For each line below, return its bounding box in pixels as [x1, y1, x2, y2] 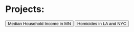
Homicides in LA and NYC [77, 21, 127, 26]
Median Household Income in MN [8, 21, 72, 26]
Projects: [5, 3, 44, 15]
